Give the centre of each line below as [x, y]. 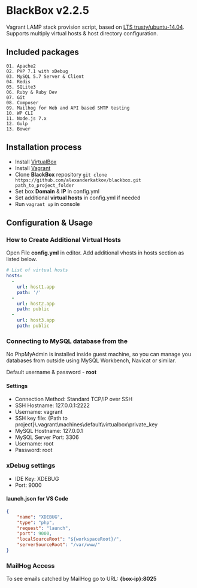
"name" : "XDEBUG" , [40, 517]
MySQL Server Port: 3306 [47, 437]
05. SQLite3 [21, 87]
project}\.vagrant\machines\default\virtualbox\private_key [86, 425]
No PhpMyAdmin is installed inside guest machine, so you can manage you [99, 354]
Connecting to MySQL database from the [67, 341]
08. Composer [22, 102]
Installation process [44, 147]
